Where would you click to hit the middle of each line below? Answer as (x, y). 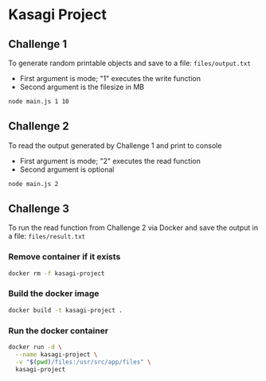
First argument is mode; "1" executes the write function (110, 78)
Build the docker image (54, 294)
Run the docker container (59, 330)
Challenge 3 (39, 208)
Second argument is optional (67, 169)
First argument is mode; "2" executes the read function (110, 161)
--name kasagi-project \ (57, 354)
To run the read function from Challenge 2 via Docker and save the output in (133, 227)
